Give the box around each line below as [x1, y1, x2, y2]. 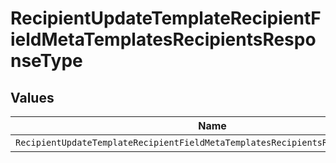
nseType [10, 50, 83, 72]
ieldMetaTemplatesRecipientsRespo [10, 28, 317, 51]
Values [10, 89, 55, 106]
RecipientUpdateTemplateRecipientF [10, 7, 322, 30]
